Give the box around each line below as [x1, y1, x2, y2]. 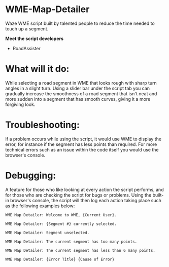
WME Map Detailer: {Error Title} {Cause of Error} [5, 257, 115, 262]
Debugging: [5, 170, 56, 181]
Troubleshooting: [5, 119, 80, 131]
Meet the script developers [5, 35, 64, 42]
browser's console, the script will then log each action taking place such [10, 197, 161, 203]
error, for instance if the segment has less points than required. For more [5, 141, 157, 147]
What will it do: [5, 63, 70, 74]
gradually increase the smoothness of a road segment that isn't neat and [5, 90, 157, 97]
